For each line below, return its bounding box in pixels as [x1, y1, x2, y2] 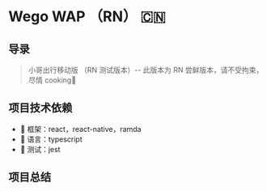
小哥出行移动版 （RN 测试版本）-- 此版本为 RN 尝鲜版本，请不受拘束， [28, 66, 264, 74]
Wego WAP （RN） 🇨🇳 [8, 7, 166, 26]
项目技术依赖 [8, 101, 73, 115]
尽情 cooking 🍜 [28, 75, 77, 85]
